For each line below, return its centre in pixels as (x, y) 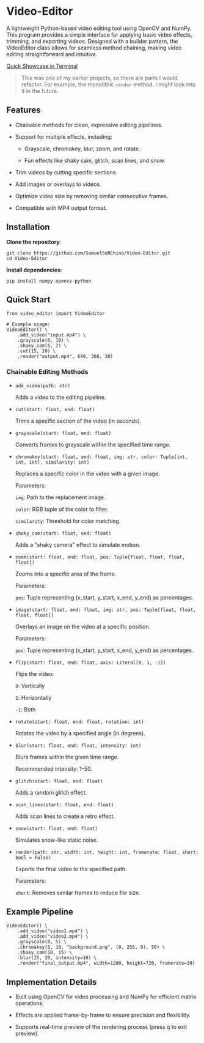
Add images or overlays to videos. (58, 184)
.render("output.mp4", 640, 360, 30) (65, 357)
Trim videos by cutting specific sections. (66, 172)
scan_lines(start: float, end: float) (64, 805)
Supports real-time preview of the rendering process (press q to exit (101, 1027)
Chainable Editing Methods (47, 372)
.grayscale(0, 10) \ (43, 341)
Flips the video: (35, 674)
